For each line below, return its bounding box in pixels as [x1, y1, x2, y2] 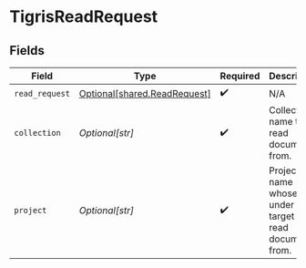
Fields [9, 43, 46, 58]
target [268, 210, 295, 222]
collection [14, 128, 61, 138]
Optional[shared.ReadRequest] [78, 87, 211, 99]
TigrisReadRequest [9, 6, 158, 27]
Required [219, 70, 260, 82]
